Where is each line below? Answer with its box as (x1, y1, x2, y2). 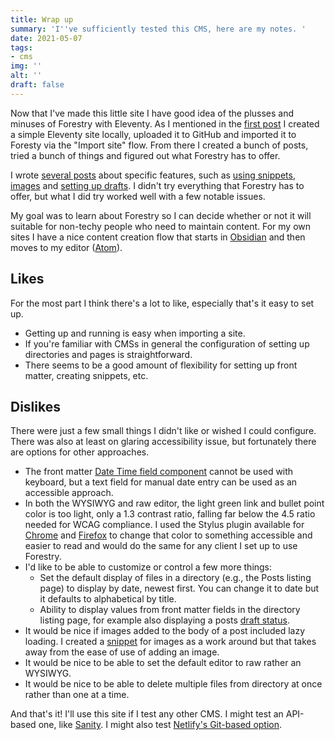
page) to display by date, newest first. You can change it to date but (39, 582, 320, 595)
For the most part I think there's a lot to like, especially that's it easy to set (10, 297, 315, 309)
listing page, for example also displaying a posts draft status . (39, 614, 290, 626)
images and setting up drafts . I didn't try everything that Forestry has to (10, 179, 305, 191)
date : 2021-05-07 (10, 33, 83, 43)
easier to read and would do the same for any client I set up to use (24, 540, 298, 552)
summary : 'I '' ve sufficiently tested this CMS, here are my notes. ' (10, 24, 307, 34)
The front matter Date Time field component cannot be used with (24, 466, 294, 478)
